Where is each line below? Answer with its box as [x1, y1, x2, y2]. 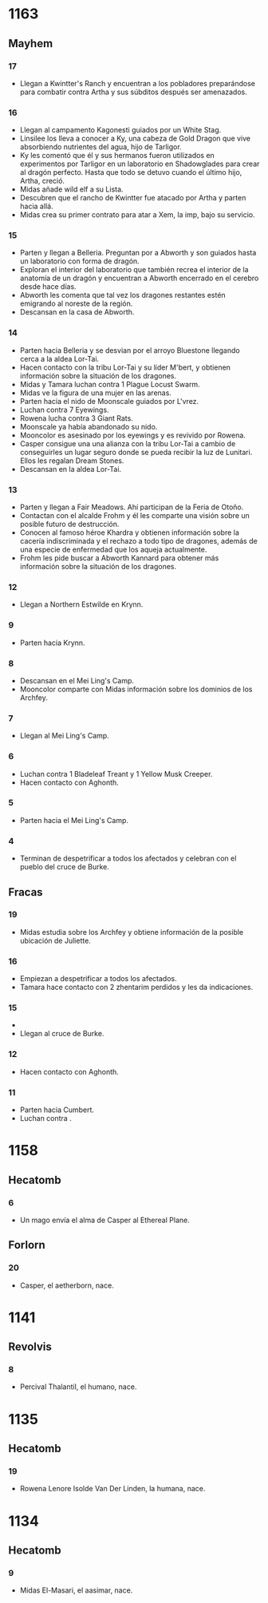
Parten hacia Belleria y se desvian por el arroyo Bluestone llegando [19, 345, 241, 355]
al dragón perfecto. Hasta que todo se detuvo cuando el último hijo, [19, 168, 242, 177]
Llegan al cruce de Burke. [19, 1029, 104, 1039]
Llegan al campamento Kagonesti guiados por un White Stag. [19, 125, 222, 135]
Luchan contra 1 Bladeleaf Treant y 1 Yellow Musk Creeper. [19, 769, 213, 778]
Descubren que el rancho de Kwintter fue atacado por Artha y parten [19, 193, 246, 203]
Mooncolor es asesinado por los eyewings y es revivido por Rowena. [19, 430, 246, 440]
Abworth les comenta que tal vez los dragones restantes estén [19, 291, 226, 300]
